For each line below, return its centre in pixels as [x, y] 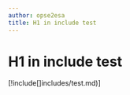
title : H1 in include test [52, 23]
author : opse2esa [37, 15]
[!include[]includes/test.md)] [54, 83]
